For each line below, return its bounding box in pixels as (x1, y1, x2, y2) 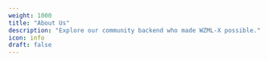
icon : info (8, 33, 45, 42)
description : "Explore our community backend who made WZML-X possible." (8, 26, 262, 34)
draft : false (8, 41, 52, 49)
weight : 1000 (8, 11, 52, 20)
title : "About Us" (8, 19, 70, 27)
